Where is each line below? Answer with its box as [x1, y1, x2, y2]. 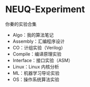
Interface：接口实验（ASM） [12, 57, 73, 63]
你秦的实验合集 [5, 21, 37, 27]
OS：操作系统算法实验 [12, 76, 59, 82]
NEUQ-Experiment [5, 4, 85, 15]
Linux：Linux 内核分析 [12, 64, 59, 70]
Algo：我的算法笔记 [12, 32, 54, 38]
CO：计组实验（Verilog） [12, 44, 66, 50]
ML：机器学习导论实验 [12, 70, 60, 76]
